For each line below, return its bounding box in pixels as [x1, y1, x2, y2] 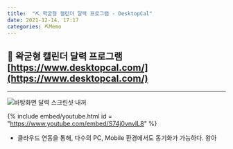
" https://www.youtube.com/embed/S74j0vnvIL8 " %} [7, 119, 157, 128]
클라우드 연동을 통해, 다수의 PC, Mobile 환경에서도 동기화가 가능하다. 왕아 [17, 134, 217, 142]
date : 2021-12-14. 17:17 [7, 17, 79, 24]
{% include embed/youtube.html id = [7, 112, 112, 121]
